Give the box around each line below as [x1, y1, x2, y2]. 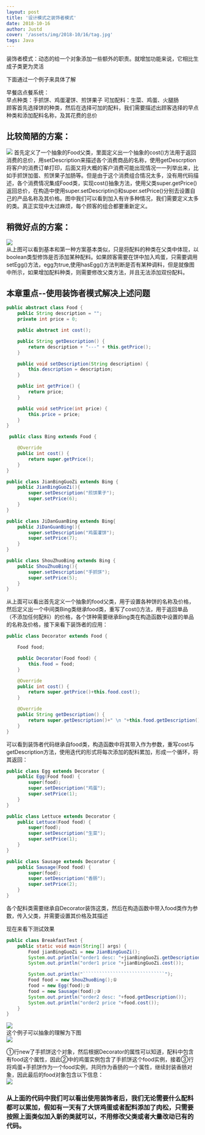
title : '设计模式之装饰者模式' [6, 15, 77, 21]
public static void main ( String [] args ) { [17, 943, 127, 949]
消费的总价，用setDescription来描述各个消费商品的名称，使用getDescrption [6, 156, 196, 164]
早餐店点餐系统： [6, 89, 49, 96]
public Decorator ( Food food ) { [17, 655, 97, 662]
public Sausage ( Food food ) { [17, 864, 92, 870]
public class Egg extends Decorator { [6, 768, 105, 774]
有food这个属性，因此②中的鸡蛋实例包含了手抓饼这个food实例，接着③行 [6, 1056, 194, 1063]
